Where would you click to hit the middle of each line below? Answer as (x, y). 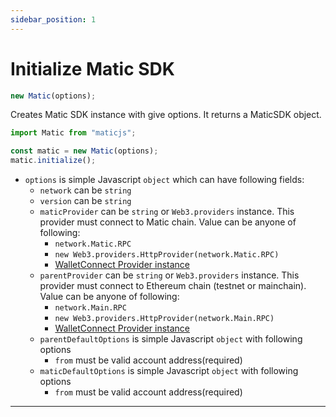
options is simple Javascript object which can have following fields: (164, 180)
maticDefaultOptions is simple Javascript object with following (169, 371)
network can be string (85, 190)
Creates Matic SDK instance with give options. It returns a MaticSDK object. (166, 115)
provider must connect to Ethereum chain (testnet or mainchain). (173, 286)
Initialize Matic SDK (92, 68)
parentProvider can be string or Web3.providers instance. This (169, 275)
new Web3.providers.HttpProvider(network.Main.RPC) (164, 319)
